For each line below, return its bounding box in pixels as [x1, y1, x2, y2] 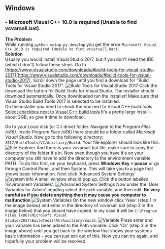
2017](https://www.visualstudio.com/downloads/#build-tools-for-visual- [5, 72, 152, 78]
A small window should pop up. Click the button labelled [34, 176, 149, 182]
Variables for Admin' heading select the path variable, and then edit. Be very [5, 186, 160, 192]
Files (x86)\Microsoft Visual [5, 212, 67, 218]
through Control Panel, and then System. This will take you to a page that [5, 166, 154, 171]
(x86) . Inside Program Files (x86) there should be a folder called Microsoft [5, 128, 156, 135]
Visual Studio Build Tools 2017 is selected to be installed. [5, 98, 120, 104]
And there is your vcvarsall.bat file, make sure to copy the [36, 144, 154, 150]
